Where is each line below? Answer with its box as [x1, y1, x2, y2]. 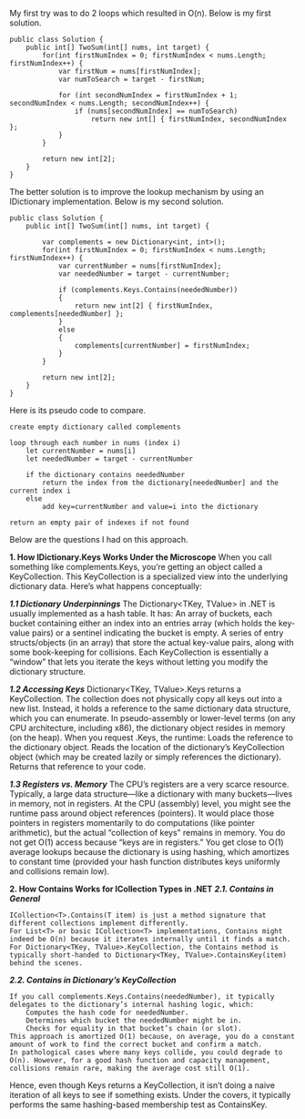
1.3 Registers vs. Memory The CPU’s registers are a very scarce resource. [9, 778, 290, 789]
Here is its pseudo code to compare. [9, 405, 147, 415]
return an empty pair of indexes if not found [9, 518, 189, 527]
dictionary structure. [9, 666, 86, 676]
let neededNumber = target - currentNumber [25, 454, 194, 463]
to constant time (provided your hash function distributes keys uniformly [9, 856, 280, 867]
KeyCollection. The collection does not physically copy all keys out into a [9, 694, 282, 704]
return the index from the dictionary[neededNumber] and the [42, 478, 280, 487]
